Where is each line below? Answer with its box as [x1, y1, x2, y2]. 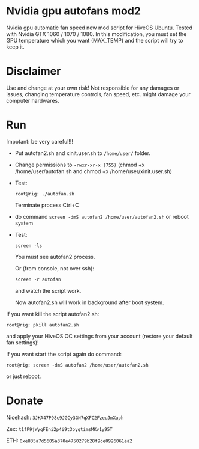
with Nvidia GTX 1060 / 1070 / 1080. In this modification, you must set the [6, 30, 187, 37]
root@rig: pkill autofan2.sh [6, 322, 79, 328]
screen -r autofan [14, 276, 61, 283]
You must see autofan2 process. [14, 253, 95, 260]
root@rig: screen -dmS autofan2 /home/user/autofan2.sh [6, 362, 149, 368]
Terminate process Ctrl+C [14, 201, 79, 209]
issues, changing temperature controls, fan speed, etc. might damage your [6, 90, 191, 97]
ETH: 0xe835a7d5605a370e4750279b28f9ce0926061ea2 [6, 437, 133, 444]
